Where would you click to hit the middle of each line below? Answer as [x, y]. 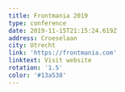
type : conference [37, 23]
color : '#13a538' [37, 75]
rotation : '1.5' [35, 68]
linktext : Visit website [50, 61]
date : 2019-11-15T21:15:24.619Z [62, 30]
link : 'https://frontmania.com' [62, 53]
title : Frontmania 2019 [48, 16]
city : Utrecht [32, 46]
